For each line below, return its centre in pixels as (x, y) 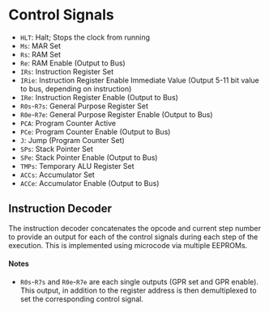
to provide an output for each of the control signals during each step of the (133, 237)
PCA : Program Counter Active (68, 123)
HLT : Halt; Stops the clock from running (85, 37)
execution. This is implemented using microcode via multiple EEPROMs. (128, 245)
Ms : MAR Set (41, 45)
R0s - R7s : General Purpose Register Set (84, 106)
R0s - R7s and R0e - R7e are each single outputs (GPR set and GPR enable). (139, 281)
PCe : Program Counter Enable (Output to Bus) (95, 132)
